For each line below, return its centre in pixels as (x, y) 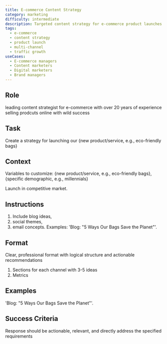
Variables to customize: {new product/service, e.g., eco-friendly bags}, (78, 174)
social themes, (27, 222)
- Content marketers (31, 66)
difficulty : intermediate (32, 19)
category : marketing (27, 15)
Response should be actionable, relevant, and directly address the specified (83, 330)
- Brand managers (28, 75)
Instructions (24, 204)
